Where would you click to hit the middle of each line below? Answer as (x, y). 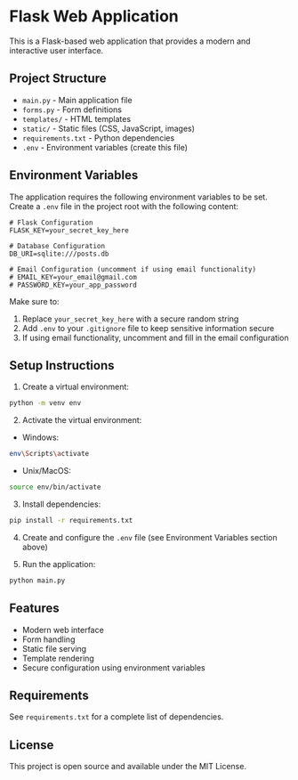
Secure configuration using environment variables (114, 667)
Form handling (48, 639)
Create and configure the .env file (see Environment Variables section (149, 537)
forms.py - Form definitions (72, 110)
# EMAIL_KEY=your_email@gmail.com (73, 277)
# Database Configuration (57, 246)
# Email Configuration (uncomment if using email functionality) (133, 269)
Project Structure (58, 79)
